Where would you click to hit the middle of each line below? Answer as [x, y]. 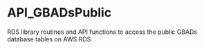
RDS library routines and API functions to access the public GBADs [102, 32]
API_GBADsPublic [59, 13]
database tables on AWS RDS [49, 39]
